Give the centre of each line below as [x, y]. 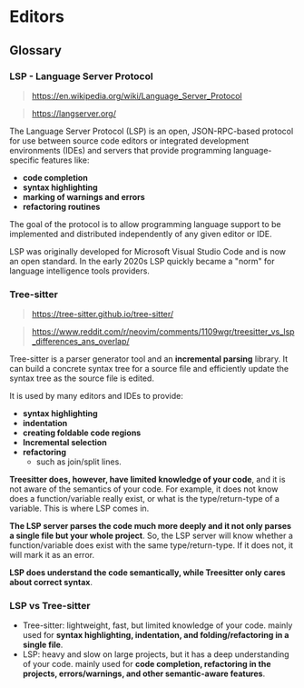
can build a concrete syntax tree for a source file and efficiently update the [149, 369]
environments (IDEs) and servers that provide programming [120, 150]
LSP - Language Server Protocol [81, 76]
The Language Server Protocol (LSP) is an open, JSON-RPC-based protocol [152, 131]
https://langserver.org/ [74, 113]
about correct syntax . [51, 583]
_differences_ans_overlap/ [80, 342]
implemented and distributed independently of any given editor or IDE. [141, 234]
